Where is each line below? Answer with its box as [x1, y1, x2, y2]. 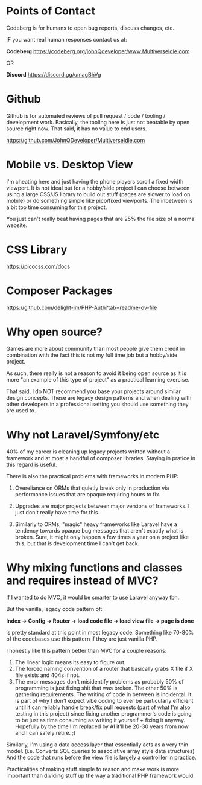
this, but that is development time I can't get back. [14, 539, 140, 547]
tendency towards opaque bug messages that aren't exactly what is [14, 527, 184, 534]
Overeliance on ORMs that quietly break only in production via [14, 484, 169, 492]
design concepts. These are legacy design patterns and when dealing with [6, 394, 192, 401]
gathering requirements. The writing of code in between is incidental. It [14, 690, 192, 698]
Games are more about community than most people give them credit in [6, 345, 185, 352]
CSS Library [6, 243, 68, 256]
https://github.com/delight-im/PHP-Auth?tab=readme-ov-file [6, 304, 157, 311]
